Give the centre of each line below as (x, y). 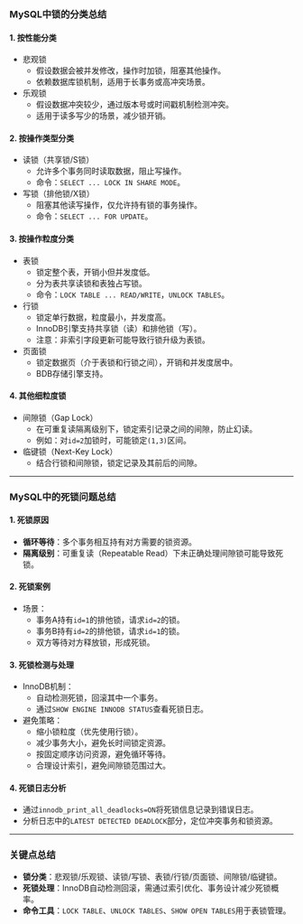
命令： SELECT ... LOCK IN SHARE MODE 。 (110, 182)
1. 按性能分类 (33, 37)
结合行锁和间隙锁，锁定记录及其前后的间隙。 (119, 462)
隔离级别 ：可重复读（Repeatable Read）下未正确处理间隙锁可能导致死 (153, 553)
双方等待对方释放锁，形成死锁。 (95, 642)
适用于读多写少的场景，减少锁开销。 (103, 116)
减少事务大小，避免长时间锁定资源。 (103, 743)
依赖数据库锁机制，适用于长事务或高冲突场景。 (123, 82)
